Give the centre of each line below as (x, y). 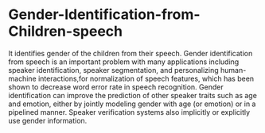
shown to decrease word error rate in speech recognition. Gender (116, 87)
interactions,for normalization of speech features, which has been (146, 78)
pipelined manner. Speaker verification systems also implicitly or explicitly (129, 112)
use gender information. (48, 120)
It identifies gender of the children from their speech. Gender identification (131, 53)
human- (233, 70)
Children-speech (66, 31)
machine (23, 78)
